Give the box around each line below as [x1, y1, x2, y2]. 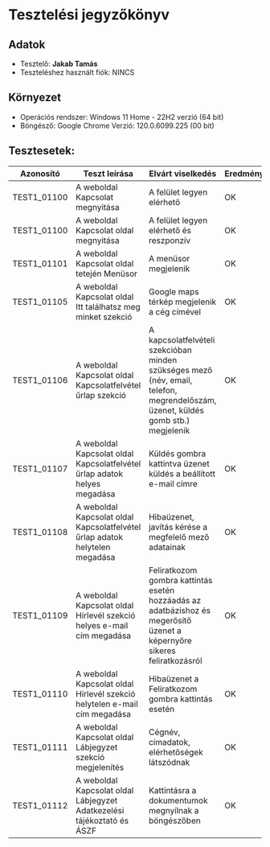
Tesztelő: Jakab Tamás [19, 59, 98, 68]
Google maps [148, 286, 199, 297]
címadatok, [148, 736, 190, 747]
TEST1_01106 [12, 374, 68, 385]
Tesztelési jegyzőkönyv [8, 6, 170, 24]
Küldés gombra [148, 448, 207, 459]
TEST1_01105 [12, 296, 68, 307]
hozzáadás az [148, 594, 202, 606]
